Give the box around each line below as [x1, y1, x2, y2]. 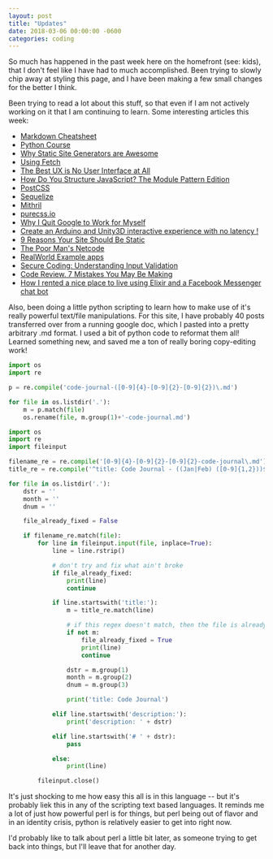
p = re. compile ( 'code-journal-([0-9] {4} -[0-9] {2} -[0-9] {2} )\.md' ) [8, 383, 238, 391]
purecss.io [19, 209, 56, 219]
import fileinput [8, 443, 67, 451]
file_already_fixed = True [80, 636, 173, 644]
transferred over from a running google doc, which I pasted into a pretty [8, 320, 249, 330]
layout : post [8, 11, 53, 20]
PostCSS [19, 183, 50, 193]
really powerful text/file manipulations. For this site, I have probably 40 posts [8, 311, 265, 321]
